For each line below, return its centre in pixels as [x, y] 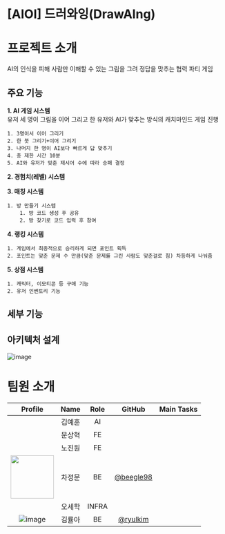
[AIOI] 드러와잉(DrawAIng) [81, 14]
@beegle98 [134, 477]
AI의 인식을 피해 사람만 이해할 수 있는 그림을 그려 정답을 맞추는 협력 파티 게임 [110, 69]
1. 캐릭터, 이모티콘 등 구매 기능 [48, 284]
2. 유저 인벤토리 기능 [34, 291]
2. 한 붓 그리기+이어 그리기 [42, 141]
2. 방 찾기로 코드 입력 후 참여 [58, 220]
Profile [32, 410]
